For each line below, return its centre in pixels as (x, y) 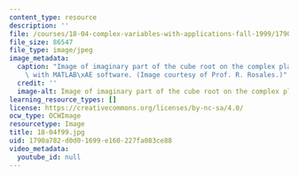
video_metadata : (39, 148)
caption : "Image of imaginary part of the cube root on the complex (146, 67)
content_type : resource (53, 17)
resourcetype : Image (47, 125)
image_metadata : (39, 58)
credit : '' (37, 83)
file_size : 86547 (41, 42)
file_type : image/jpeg (51, 50)
